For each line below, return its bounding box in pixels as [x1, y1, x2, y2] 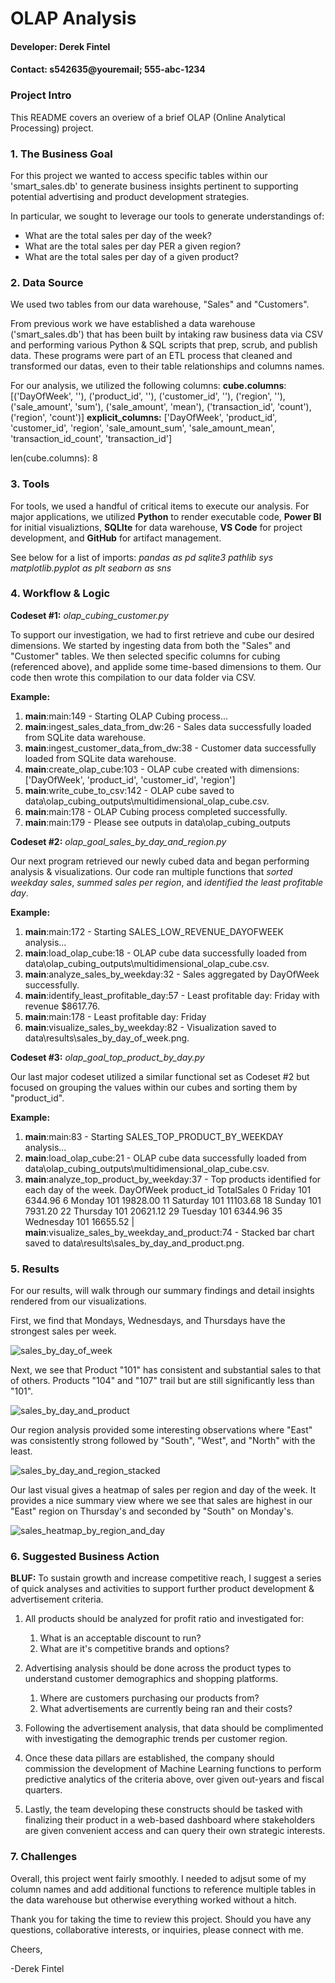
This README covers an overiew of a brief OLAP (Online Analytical [10, 111, 286, 123]
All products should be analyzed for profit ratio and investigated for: [24, 1613, 305, 1625]
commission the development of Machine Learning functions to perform [24, 1763, 322, 1775]
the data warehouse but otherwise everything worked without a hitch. [10, 1893, 297, 1906]
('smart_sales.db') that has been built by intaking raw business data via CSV [10, 328, 324, 341]
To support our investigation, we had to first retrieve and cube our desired [10, 628, 315, 641]
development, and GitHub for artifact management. [10, 532, 222, 544]
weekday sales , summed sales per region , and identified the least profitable [10, 876, 324, 888]
